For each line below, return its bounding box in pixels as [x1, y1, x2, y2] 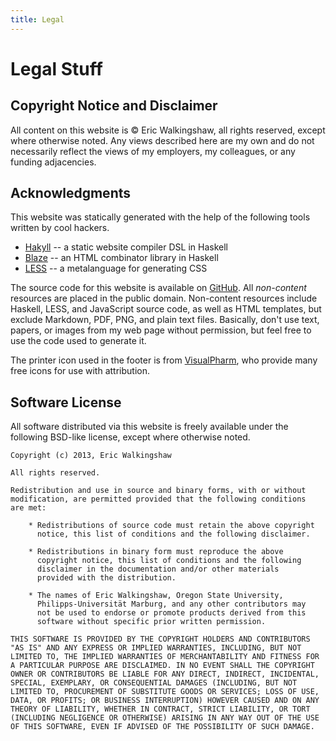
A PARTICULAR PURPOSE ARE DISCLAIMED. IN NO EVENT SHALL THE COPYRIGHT [10, 661, 315, 671]
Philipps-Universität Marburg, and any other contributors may [36, 599, 307, 610]
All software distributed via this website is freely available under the [10, 421, 289, 433]
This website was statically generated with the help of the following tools [10, 211, 311, 223]
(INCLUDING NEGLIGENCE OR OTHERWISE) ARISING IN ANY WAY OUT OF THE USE [10, 713, 320, 723]
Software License [10, 394, 122, 411]
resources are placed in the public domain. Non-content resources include [10, 292, 318, 305]
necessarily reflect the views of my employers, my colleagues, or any [10, 145, 296, 157]
